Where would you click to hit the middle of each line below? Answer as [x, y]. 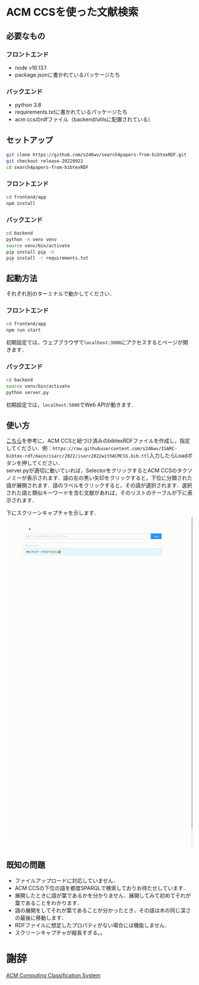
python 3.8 [28, 105]
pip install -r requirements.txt [47, 258]
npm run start [24, 331]
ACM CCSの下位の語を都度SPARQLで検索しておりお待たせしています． [101, 888]
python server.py [28, 393]
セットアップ [30, 140]
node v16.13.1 [31, 67]
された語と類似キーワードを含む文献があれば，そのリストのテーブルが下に [97, 492]
